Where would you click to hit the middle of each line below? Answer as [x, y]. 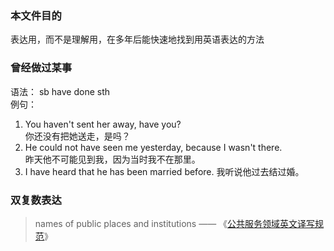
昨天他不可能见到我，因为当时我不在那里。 [112, 159]
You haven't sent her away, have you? [103, 124]
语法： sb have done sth [60, 91]
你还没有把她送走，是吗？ [77, 136]
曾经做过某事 [41, 68]
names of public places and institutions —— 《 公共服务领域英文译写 [175, 223]
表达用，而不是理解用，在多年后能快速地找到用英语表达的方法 [137, 39]
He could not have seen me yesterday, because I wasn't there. [153, 147]
